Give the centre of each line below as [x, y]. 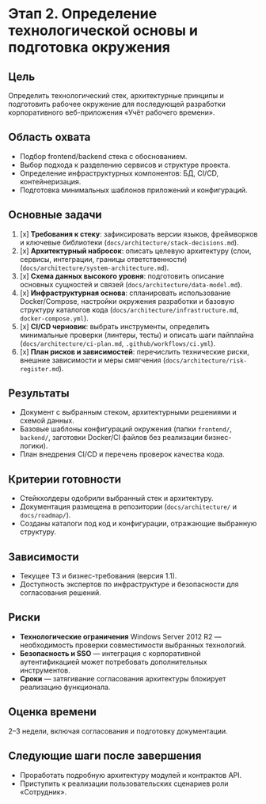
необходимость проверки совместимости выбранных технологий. [133, 645]
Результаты [39, 394]
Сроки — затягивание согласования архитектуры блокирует [123, 678]
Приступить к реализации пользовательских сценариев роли [124, 783]
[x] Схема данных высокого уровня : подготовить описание [122, 276]
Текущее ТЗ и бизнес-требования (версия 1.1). [98, 576]
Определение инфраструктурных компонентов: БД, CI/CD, [119, 173]
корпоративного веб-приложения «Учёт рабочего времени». [112, 112]
